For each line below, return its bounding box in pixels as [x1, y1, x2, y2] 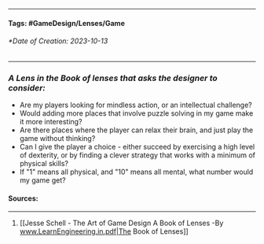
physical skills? [19, 159, 69, 168]
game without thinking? [19, 134, 96, 143]
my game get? [19, 176, 66, 185]
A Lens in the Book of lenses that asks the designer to [8, 72, 218, 83]
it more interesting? [19, 117, 82, 127]
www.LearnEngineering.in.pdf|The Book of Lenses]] [19, 227, 189, 236]
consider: [8, 82, 46, 93]
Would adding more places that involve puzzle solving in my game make [19, 109, 254, 118]
